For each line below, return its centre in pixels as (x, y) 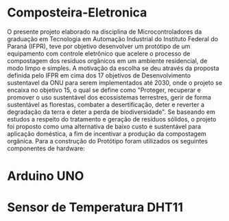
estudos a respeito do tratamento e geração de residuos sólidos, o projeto (112, 119)
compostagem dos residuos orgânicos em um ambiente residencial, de (107, 60)
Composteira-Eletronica (77, 13)
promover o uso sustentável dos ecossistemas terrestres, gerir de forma (109, 97)
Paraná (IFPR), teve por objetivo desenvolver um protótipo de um (99, 46)
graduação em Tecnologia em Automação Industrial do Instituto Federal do (112, 38)
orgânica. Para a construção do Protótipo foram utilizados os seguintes (107, 141)
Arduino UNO (46, 176)
